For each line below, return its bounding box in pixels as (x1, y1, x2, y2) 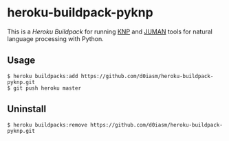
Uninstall (7, 103, 47, 115)
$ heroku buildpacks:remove (7, 121, 88, 128)
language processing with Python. (7, 34, 105, 42)
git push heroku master (13, 84, 81, 92)
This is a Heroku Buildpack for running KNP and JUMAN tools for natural (7, 27, 213, 36)
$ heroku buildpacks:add (7, 73, 78, 79)
